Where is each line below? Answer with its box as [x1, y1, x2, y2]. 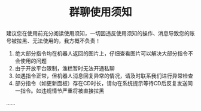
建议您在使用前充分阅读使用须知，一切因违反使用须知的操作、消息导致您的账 [6, 30, 195, 37]
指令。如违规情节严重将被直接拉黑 [20, 87, 105, 94]
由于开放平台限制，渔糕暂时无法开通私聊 [14, 65, 115, 72]
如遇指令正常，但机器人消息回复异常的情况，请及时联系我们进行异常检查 [14, 72, 193, 79]
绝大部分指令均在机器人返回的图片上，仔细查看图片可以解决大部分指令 [14, 50, 188, 57]
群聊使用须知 [68, 5, 132, 19]
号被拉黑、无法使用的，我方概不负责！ [6, 37, 100, 45]
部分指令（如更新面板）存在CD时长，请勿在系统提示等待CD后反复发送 [14, 80, 188, 87]
